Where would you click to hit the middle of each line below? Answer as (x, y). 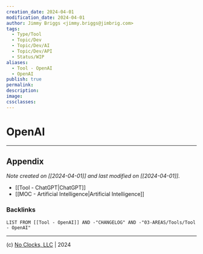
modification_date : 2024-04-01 (46, 18)
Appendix (25, 161)
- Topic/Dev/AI (31, 46)
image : (14, 96)
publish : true (24, 79)
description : (23, 91)
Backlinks (21, 210)
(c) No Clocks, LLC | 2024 (39, 244)
